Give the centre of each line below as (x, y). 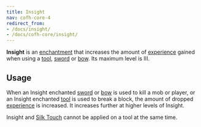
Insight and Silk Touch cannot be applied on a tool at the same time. (92, 117)
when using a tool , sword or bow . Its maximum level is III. (78, 59)
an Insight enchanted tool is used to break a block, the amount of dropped (100, 99)
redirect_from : (26, 23)
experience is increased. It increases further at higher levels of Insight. (96, 105)
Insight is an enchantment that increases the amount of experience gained (100, 52)
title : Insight (26, 12)
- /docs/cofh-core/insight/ (42, 35)
